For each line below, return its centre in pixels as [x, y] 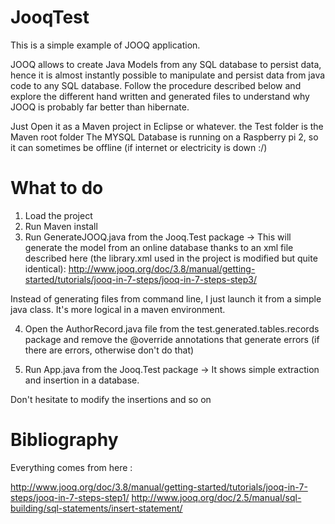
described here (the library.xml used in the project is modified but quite [171, 258]
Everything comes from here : [71, 467]
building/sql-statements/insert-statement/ [96, 508]
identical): [45, 268]
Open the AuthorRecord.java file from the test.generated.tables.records [172, 328]
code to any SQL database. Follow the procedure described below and [156, 85]
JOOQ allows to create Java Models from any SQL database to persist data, [166, 64]
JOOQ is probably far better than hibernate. [100, 107]
